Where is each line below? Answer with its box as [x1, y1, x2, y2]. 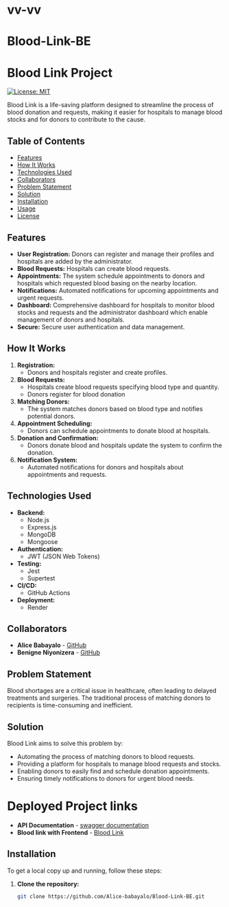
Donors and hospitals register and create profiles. [27, 368, 168, 376]
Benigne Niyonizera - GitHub [16, 648, 101, 657]
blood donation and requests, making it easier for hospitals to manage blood [7, 108, 223, 117]
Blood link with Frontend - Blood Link [16, 828, 124, 836]
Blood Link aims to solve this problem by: [7, 740, 123, 747]
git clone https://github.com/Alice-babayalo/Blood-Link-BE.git [16, 893, 205, 900]
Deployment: [16, 596, 56, 604]
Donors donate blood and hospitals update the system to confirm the [27, 441, 223, 449]
